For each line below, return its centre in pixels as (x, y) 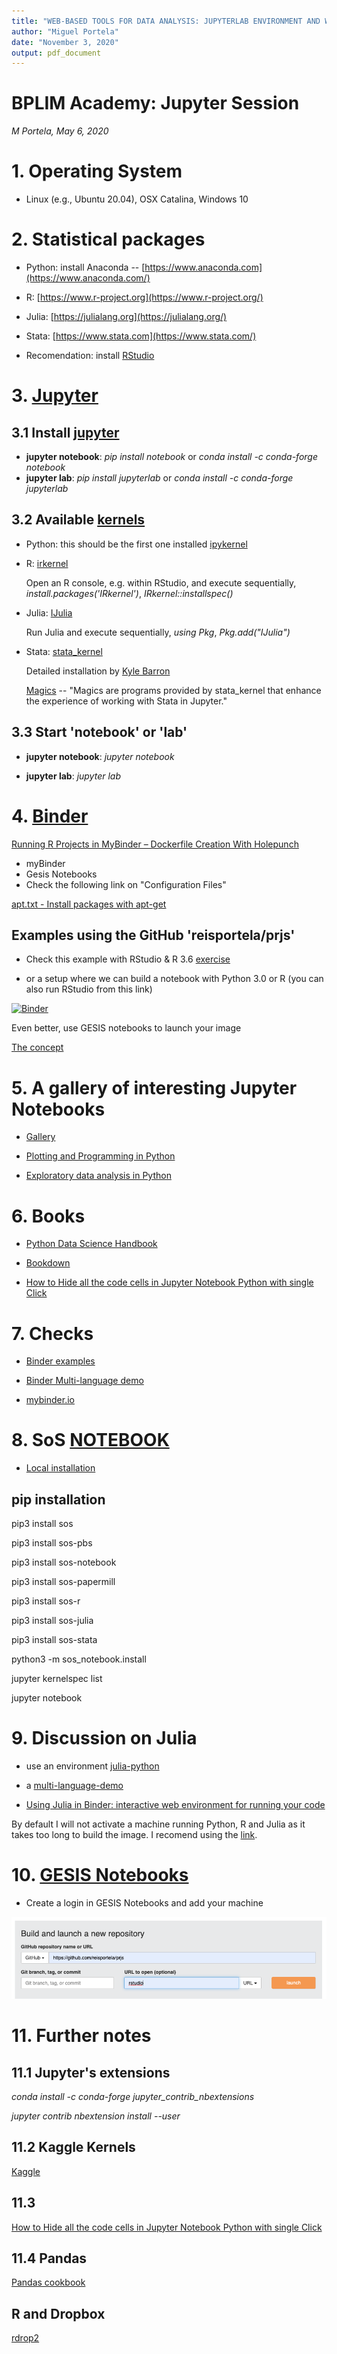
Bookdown (48, 1263)
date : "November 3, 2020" (65, 42)
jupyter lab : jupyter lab (73, 776)
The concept (37, 1047)
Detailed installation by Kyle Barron (98, 671)
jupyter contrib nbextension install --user (96, 2116)
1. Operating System (97, 171)
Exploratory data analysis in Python (98, 1176)
